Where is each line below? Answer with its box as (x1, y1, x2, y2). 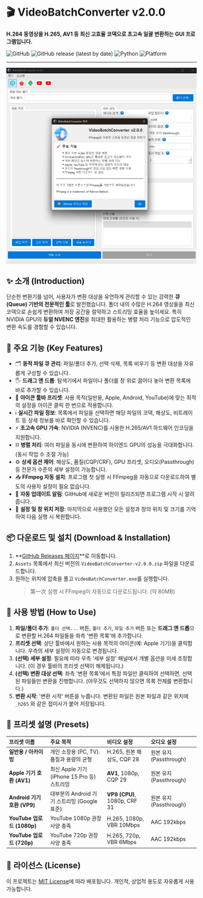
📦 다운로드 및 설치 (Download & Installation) (6, 532, 171, 542)
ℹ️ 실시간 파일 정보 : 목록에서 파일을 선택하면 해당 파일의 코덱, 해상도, (14, 409, 172, 417)
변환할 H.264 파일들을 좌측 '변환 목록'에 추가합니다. (21, 632, 144, 639)
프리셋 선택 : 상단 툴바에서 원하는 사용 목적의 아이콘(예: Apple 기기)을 (14, 639, 177, 646)
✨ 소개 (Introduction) (6, 276, 85, 287)
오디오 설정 (150, 738, 177, 746)
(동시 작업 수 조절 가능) (14, 451, 69, 458)
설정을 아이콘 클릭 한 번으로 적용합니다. (21, 402, 114, 409)
